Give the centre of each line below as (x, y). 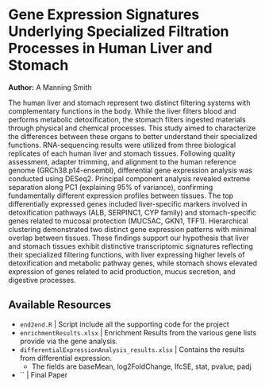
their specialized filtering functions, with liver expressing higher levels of (127, 254)
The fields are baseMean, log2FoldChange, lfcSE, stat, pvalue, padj (141, 366)
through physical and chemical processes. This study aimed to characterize (132, 128)
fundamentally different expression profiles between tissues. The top (121, 195)
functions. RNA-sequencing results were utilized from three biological (122, 145)
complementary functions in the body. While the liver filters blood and (122, 111)
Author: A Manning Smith (50, 87)
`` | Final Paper (44, 374)
